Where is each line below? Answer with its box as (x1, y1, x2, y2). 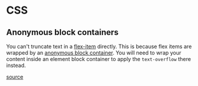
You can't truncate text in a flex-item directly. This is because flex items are (6, 43, 192, 50)
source (6, 74, 24, 80)
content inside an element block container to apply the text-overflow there (6, 56, 191, 62)
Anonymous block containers (6, 27, 119, 37)
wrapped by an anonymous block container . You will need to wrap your (6, 49, 181, 56)
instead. (6, 62, 26, 69)
